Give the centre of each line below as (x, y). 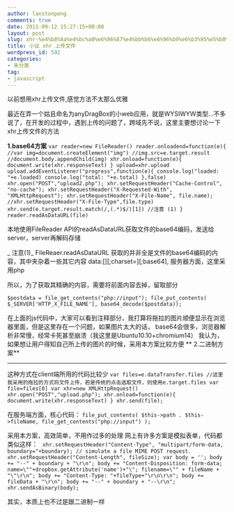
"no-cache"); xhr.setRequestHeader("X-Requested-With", (90, 190)
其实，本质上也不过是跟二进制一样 (56, 502)
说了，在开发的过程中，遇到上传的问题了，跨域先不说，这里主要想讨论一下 (114, 123)
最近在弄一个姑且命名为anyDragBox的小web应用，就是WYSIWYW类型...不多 (117, 114)
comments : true (29, 20)
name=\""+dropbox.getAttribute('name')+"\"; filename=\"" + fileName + (113, 470)
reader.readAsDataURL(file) (48, 216)
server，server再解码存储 (44, 238)
